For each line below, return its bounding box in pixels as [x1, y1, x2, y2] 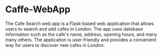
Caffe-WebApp [5, 4, 70, 15]
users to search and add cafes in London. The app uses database [5, 25, 143, 32]
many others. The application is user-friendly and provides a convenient [5, 37, 157, 43]
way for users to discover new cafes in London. [5, 42, 105, 48]
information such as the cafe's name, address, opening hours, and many [5, 31, 157, 37]
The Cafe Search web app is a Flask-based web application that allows [5, 20, 154, 26]
